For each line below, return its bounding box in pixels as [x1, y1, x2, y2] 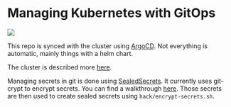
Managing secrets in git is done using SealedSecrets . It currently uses [7, 77, 213, 85]
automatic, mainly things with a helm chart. [7, 49, 134, 57]
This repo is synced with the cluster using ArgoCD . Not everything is [7, 41, 208, 50]
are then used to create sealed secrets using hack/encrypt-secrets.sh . [7, 91, 215, 100]
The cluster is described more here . [7, 62, 112, 72]
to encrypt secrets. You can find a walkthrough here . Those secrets [24, 84, 222, 93]
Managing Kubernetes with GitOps [7, 5, 216, 21]
